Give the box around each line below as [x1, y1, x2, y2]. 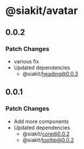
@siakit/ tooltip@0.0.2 [22, 136, 74, 143]
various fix [13, 58, 39, 65]
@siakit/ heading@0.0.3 [22, 70, 79, 77]
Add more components [13, 118, 69, 125]
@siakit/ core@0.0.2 [22, 130, 70, 137]
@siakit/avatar [5, 4, 78, 17]
